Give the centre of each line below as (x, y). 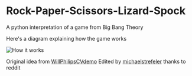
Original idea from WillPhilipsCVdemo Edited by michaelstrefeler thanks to (96, 61)
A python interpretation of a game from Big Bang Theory (75, 27)
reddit (13, 67)
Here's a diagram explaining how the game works (66, 38)
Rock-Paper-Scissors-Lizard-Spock (96, 11)
